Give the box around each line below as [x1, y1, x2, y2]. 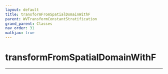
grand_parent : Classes [5, 21, 52, 26]
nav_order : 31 [5, 26, 35, 31]
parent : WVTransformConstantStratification [5, 16, 97, 21]
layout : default [5, 7, 39, 12]
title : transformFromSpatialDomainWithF [5, 12, 91, 17]
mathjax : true [5, 30, 35, 35]
